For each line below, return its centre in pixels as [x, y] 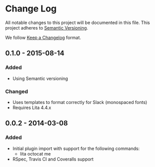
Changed [17, 91]
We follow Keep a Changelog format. [43, 37]
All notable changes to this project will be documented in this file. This [78, 22]
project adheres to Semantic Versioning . [47, 27]
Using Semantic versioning [40, 78]
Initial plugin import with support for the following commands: [76, 148]
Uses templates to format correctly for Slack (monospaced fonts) [80, 102]
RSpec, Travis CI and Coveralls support [53, 159]
